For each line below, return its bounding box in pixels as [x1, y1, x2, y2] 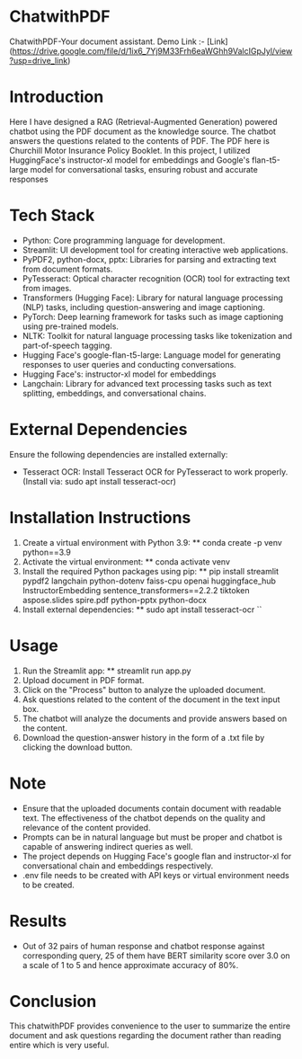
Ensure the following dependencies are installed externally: [9, 449, 228, 459]
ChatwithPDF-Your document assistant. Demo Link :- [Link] [9, 36, 228, 47]
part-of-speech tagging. [22, 340, 112, 351]
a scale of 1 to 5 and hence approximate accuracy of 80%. [22, 959, 239, 970]
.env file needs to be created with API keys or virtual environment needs [22, 869, 289, 880]
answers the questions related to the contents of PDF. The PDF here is [9, 135, 270, 146]
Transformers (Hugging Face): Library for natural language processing [22, 292, 283, 303]
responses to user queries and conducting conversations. [22, 359, 236, 369]
